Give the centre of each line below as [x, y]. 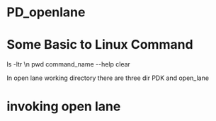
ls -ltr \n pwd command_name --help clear [68, 64]
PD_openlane [46, 12]
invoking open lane [64, 106]
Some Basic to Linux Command [100, 45]
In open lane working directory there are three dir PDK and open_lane [108, 78]
